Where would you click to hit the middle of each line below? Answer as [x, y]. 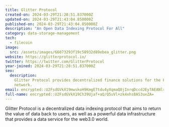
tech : [11, 38]
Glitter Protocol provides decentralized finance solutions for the [88, 80]
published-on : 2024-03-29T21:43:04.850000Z [52, 24]
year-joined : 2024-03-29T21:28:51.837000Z [50, 66]
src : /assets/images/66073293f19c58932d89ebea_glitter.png [73, 52]
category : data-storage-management [43, 33]
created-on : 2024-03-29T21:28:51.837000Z [49, 15]
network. [23, 85]
